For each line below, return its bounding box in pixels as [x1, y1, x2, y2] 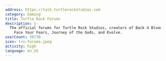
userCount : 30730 [5, 35, 41, 40]
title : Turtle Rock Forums [5, 16, 61, 21]
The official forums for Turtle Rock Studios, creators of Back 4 [9, 26, 149, 30]
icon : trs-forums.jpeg [5, 39, 52, 44]
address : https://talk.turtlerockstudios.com [5, 7, 100, 12]
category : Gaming [5, 12, 41, 17]
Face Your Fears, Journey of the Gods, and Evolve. [14, 30, 123, 35]
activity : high [5, 44, 37, 49]
